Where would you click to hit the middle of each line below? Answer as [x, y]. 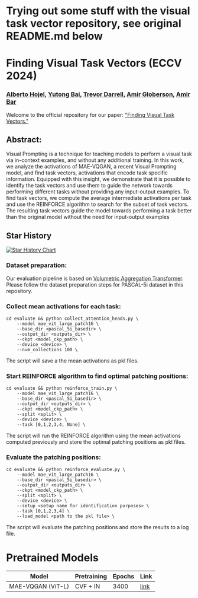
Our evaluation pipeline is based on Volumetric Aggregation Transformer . [95, 278]
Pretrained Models [52, 557]
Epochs [124, 577]
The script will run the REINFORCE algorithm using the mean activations [94, 436]
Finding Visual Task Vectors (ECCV [94, 63]
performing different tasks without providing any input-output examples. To [98, 192]
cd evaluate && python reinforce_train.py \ [62, 389]
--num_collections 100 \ [47, 349]
